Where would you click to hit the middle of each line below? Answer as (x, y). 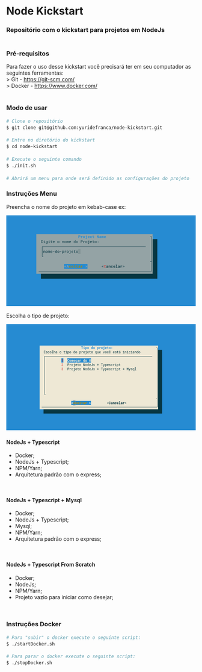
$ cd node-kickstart (32, 147)
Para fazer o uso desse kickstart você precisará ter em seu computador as (99, 67)
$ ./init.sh (21, 166)
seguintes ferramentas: (35, 73)
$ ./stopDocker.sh (29, 663)
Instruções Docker (34, 624)
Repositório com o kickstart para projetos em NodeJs (86, 30)
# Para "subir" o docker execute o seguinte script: (74, 637)
